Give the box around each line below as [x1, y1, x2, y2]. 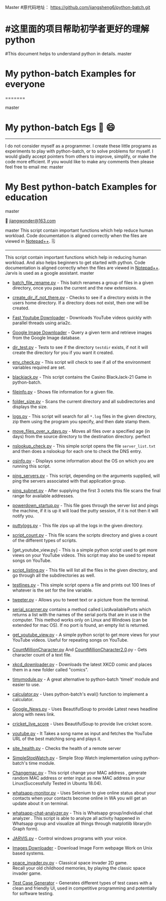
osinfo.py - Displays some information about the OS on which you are [12, 457, 154, 464]
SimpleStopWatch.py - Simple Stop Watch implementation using [12, 754, 143, 761]
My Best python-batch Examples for [5, 181, 157, 192]
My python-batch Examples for [5, 68, 136, 79]
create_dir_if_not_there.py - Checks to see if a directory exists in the [12, 294, 152, 300]
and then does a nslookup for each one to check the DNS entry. [12, 448, 142, 454]
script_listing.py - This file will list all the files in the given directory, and [12, 567, 158, 573]
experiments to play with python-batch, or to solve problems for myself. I [5, 148, 154, 154]
